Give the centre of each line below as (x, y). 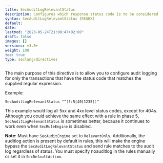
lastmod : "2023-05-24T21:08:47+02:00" (44, 32)
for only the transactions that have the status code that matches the (73, 78)
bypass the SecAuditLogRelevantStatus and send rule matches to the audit (80, 146)
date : (10, 28)
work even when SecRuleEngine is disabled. (49, 127)
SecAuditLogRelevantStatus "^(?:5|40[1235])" (52, 102)
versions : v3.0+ (21, 46)
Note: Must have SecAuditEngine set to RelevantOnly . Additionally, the (75, 136)
